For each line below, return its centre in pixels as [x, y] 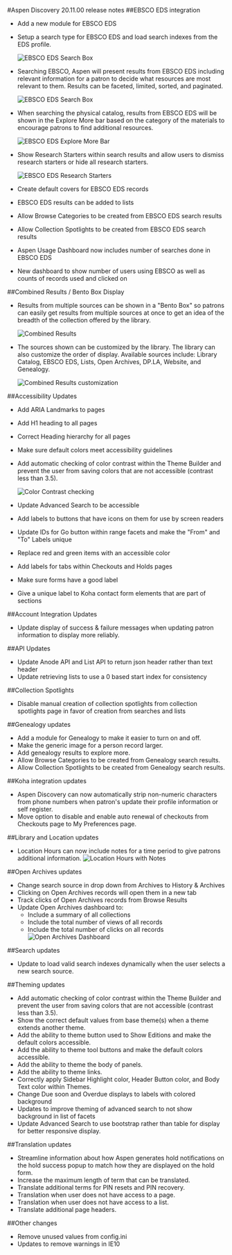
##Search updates [34, 950]
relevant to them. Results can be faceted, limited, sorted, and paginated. [120, 86]
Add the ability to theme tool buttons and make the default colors [110, 1050]
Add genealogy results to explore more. [73, 753]
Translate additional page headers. [66, 1209]
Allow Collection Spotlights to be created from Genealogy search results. [121, 768]
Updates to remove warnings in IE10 [69, 1244]
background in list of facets [56, 1116]
